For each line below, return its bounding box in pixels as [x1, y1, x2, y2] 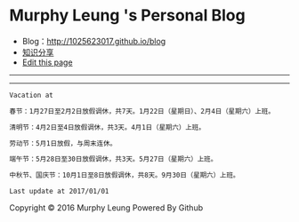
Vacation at [9, 91, 53, 99]
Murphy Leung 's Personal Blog [9, 5, 246, 26]
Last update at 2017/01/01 [9, 187, 109, 196]
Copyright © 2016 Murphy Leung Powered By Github [9, 202, 203, 213]
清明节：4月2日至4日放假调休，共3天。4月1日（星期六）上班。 [9, 123, 206, 131]
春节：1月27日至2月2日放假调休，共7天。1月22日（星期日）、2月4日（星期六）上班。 [9, 107, 276, 115]
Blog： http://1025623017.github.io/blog [21, 36, 166, 46]
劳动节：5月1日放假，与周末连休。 [9, 139, 117, 147]
